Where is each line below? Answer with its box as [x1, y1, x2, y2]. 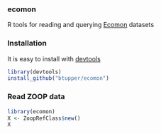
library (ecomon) [7, 108, 55, 115]
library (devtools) [7, 68, 62, 76]
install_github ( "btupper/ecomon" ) [7, 75, 110, 82]
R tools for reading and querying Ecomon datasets [7, 21, 155, 29]
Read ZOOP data [7, 92, 65, 102]
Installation [7, 38, 48, 48]
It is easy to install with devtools [7, 54, 101, 63]
